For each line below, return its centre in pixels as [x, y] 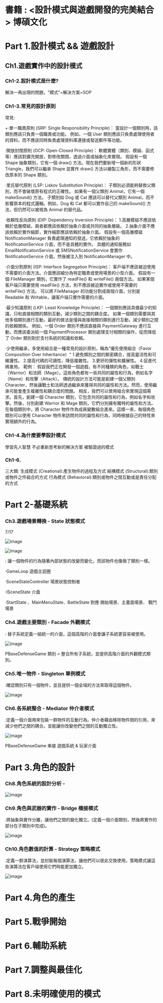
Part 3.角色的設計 [40, 767]
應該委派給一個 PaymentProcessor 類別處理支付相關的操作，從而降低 [87, 332]
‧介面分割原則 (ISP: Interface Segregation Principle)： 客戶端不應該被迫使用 [80, 267]
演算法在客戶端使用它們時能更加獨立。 [47, 867]
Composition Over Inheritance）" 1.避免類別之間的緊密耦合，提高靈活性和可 [81, 355]
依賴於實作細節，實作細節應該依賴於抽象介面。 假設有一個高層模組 [76, 232]
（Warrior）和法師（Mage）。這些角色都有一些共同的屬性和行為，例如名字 [79, 373]
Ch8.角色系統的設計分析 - [35, 784]
